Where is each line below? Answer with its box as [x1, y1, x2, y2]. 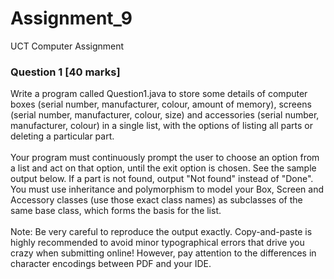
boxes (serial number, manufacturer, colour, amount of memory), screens [10, 98, 312, 111]
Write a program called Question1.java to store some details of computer [10, 88, 308, 100]
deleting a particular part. [10, 130, 115, 142]
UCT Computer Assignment [10, 40, 125, 52]
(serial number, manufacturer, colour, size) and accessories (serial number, [10, 109, 320, 121]
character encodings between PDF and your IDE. [10, 258, 212, 270]
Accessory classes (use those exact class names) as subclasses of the [10, 194, 303, 206]
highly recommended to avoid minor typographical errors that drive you [10, 237, 305, 249]
